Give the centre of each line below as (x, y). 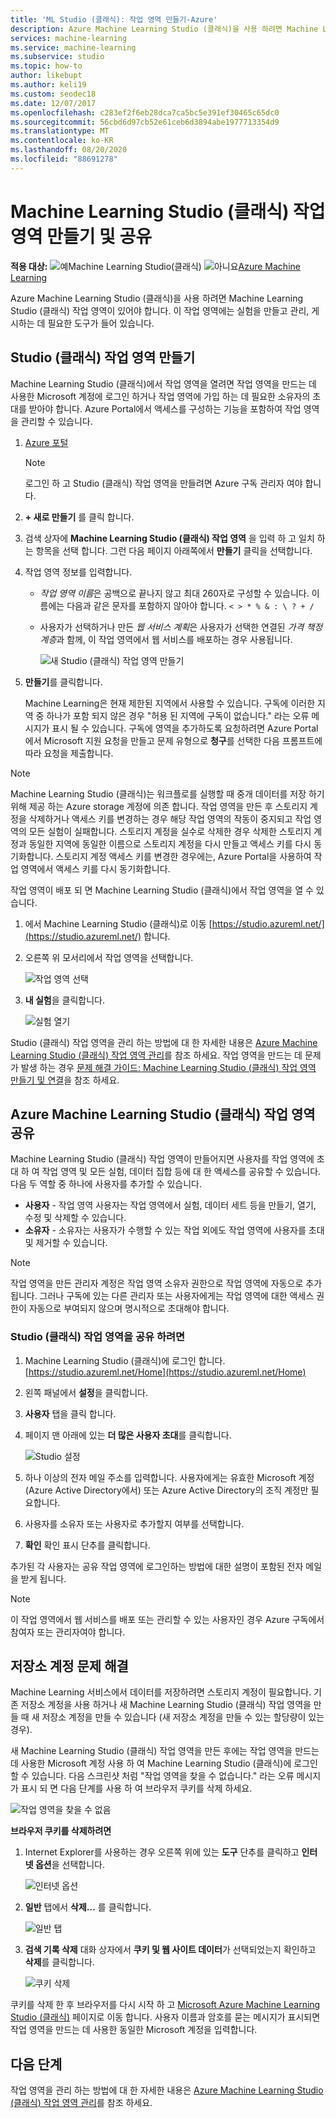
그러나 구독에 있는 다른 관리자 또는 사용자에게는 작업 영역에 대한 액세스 (177, 1296)
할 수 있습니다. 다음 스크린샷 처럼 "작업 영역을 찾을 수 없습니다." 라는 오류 (152, 1776)
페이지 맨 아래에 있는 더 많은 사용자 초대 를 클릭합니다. (128, 1435)
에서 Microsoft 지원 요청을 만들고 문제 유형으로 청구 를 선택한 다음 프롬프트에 (173, 740)
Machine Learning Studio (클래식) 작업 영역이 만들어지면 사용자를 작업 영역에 (162, 1159)
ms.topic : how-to (46, 66)
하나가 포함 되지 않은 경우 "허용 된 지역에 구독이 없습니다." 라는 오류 (178, 715)
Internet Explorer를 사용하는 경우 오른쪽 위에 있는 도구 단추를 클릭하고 (162, 1852)
